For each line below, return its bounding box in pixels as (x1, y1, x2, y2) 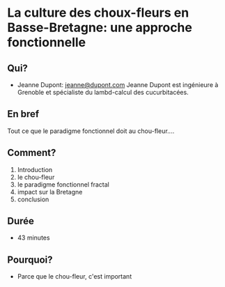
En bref (7, 108, 40, 120)
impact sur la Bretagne (17, 187, 83, 196)
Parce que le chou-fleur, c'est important (17, 272, 132, 281)
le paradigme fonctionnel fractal (17, 180, 109, 189)
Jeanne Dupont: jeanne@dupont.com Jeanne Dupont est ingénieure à (17, 81, 219, 88)
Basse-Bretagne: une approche (7, 20, 193, 36)
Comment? (7, 147, 56, 159)
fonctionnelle (7, 35, 86, 50)
